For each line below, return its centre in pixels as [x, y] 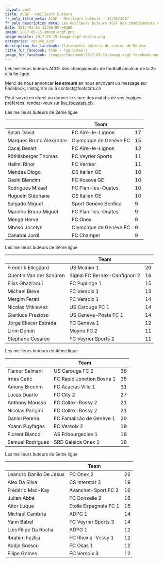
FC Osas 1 [81, 545]
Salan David [21, 133]
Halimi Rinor [21, 164]
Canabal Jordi [24, 236]
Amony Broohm [25, 387]
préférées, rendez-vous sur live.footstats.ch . [49, 103]
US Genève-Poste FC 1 [97, 315]
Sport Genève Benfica [97, 204]
